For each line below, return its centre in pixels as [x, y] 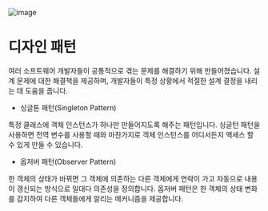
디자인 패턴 [42, 47]
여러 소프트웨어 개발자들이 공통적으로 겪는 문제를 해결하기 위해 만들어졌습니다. [130, 70]
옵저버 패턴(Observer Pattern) [68, 161]
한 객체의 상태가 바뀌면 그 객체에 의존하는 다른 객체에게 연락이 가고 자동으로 [126, 178]
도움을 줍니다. [46, 90]
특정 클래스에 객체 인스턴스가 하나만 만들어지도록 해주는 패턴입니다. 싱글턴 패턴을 [134, 125]
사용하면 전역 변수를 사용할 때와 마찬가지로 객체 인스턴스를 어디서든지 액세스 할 [131, 134]
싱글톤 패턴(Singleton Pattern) [68, 107]
